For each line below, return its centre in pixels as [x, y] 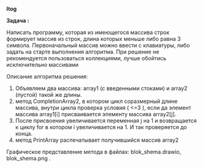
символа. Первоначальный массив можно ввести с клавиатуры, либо [98, 45]
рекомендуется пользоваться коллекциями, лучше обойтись [87, 58]
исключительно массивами [42, 65]
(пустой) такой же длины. [49, 95]
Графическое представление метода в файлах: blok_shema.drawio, [94, 152]
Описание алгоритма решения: [47, 76]
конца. [24, 134]
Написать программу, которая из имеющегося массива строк [88, 32]
